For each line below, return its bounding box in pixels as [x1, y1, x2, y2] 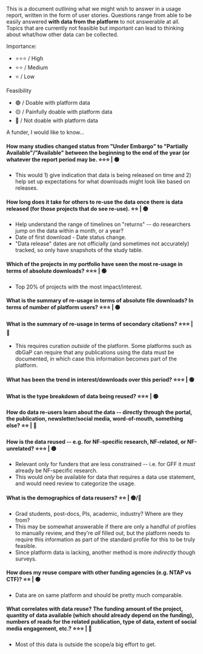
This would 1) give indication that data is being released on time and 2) [15, 172, 192, 179]
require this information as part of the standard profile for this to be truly [15, 536, 196, 543]
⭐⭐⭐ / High [15, 55, 44, 62]
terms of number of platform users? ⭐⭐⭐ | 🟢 [6, 304, 121, 311]
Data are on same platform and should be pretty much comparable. [15, 591, 184, 599]
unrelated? [6, 445, 35, 452]
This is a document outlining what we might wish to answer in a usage [6, 5, 181, 12]
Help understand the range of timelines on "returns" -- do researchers [15, 221, 191, 228]
